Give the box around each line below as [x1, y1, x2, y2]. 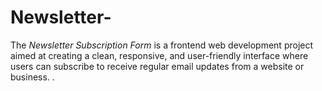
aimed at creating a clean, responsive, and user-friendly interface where [10, 49, 309, 61]
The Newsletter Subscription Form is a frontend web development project [10, 39, 314, 51]
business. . [10, 71, 55, 83]
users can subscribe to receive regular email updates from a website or [10, 60, 305, 72]
